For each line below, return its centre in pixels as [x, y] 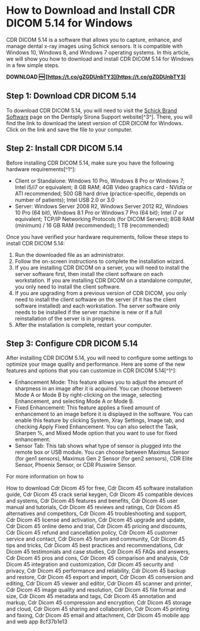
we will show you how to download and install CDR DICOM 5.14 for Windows [100, 59]
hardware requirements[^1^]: [41, 169]
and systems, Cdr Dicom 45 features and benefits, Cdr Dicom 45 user [92, 501]
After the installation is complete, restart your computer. [83, 324]
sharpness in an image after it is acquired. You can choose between [98, 389]
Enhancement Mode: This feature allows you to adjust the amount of [99, 382]
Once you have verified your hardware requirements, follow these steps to [98, 236]
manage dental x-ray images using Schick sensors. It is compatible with [95, 46]
